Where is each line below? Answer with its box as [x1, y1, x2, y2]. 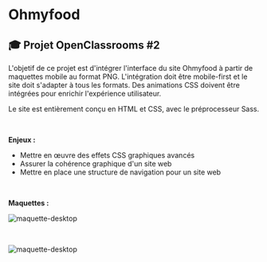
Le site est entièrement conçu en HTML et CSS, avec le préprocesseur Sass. [8, 104, 260, 113]
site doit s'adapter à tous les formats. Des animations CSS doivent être [8, 80, 241, 89]
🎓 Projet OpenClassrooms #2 [8, 38, 161, 52]
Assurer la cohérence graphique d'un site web [19, 159, 172, 168]
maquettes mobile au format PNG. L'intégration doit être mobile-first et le [8, 72, 248, 81]
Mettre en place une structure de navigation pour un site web [19, 167, 222, 177]
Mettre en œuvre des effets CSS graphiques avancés [19, 151, 195, 160]
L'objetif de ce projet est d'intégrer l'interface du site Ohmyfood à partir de [8, 64, 253, 72]
